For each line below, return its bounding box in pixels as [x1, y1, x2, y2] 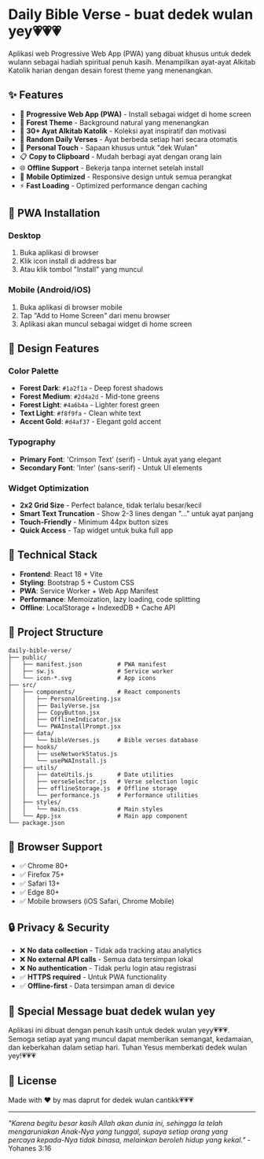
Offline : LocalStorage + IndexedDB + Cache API [19, 603, 176, 612]
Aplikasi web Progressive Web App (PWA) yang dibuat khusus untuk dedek [8, 49, 251, 58]
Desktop [8, 230, 42, 241]
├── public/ [8, 653, 47, 661]
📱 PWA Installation [8, 206, 101, 220]
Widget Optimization [8, 482, 89, 493]
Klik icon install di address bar [19, 256, 117, 266]
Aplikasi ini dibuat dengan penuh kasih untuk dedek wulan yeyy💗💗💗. [8, 1026, 230, 1035]
